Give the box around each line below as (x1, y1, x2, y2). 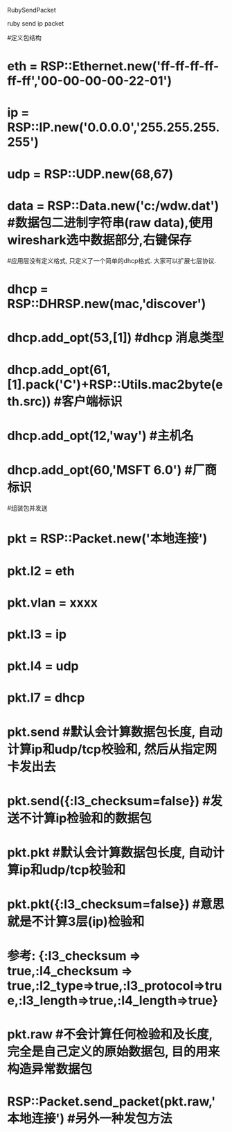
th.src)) (7, 394, 51, 409)
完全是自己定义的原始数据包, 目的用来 (7, 1044, 220, 1060)
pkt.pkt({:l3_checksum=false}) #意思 (7, 897, 225, 912)
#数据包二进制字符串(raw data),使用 (7, 214, 213, 230)
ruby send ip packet (7, 19, 64, 27)
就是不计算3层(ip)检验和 (7, 914, 145, 929)
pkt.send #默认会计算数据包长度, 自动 (7, 724, 223, 740)
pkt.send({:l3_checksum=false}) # (7, 793, 211, 809)
